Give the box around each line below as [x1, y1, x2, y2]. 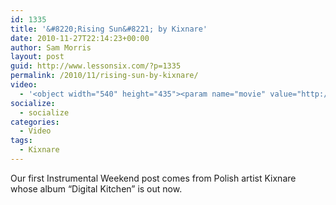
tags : [10, 136, 33, 146]
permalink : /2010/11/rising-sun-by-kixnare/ [10, 71, 199, 81]
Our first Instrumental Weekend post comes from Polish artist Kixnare [10, 172, 297, 184]
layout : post [10, 52, 65, 62]
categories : [10, 117, 60, 127]
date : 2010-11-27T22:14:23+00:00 [10, 33, 150, 43]
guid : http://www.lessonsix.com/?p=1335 [10, 61, 182, 71]
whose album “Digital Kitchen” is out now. [10, 182, 183, 195]
